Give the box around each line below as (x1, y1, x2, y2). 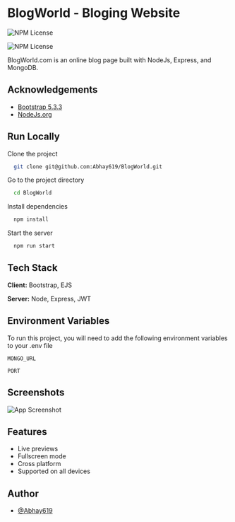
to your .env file (7, 341, 53, 349)
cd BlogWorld (13, 190, 52, 197)
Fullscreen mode (17, 452, 67, 460)
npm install (13, 216, 49, 224)
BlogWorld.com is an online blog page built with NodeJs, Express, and (7, 55, 212, 64)
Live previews (17, 444, 59, 453)
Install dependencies (7, 202, 68, 211)
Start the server (7, 228, 53, 238)
